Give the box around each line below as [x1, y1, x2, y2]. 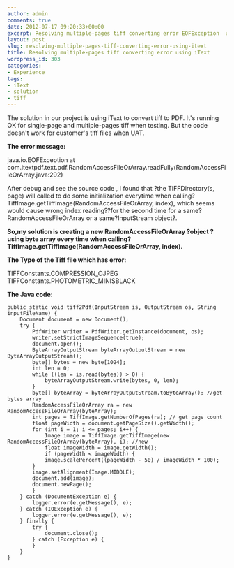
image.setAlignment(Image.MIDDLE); [32, 469, 136, 476]
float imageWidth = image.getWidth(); [44, 444, 157, 451]
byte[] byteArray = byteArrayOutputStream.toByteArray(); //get [32, 389, 223, 396]
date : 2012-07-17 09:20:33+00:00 [7, 23, 104, 30]
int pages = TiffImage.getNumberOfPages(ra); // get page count [32, 414, 223, 421]
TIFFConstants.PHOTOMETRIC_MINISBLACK [7, 277, 136, 285]
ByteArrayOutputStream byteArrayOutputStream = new [32, 347, 186, 354]
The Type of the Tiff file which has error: [7, 256, 127, 264]
